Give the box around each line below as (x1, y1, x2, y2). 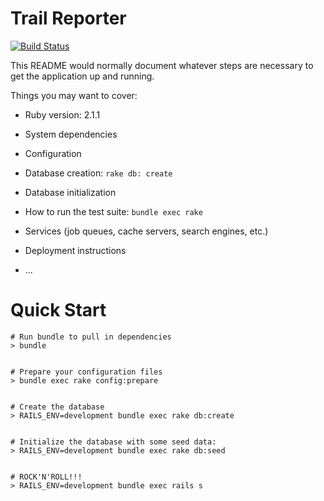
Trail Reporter (10, 7, 127, 30)
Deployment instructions (24, 244, 127, 256)
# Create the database (10, 402, 105, 412)
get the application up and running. (10, 70, 155, 82)
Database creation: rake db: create (24, 167, 173, 179)
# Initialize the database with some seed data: (10, 437, 217, 447)
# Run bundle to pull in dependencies (10, 332, 172, 342)
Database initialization (24, 186, 117, 198)
